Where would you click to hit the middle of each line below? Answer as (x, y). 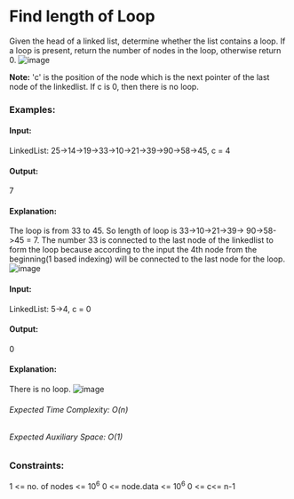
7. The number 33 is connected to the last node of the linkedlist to (153, 240)
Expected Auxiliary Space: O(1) (66, 437)
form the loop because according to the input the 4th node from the (133, 250)
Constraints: (37, 465)
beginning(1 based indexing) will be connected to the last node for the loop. (147, 259)
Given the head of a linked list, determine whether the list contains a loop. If (147, 41)
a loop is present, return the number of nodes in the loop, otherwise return (145, 50)
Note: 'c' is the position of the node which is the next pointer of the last (139, 76)
